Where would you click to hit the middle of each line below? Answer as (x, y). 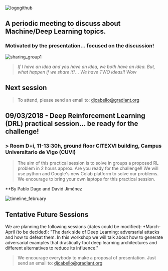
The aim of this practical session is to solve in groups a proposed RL (88, 163)
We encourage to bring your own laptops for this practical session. (86, 179)
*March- (152, 226)
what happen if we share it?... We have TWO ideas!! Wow (77, 72)
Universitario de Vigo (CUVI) (41, 152)
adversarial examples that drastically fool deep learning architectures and (81, 243)
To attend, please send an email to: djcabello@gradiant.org (78, 100)
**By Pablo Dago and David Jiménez (44, 189)
